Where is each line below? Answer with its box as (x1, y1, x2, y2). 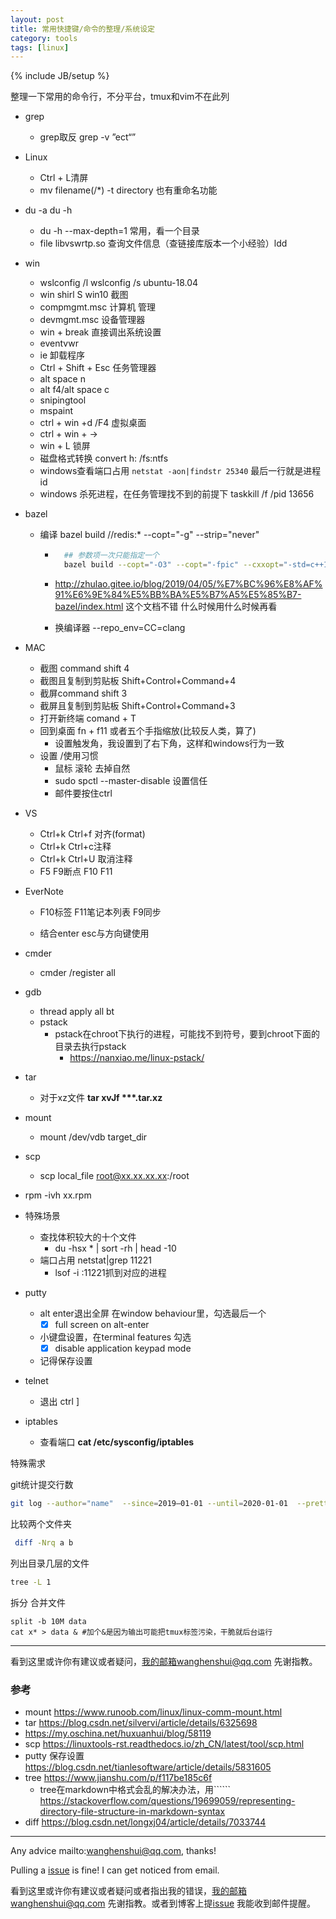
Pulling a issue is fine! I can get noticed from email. (10, 1864, 220, 1876)
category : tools (10, 33, 78, 43)
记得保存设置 (39, 1355, 93, 1367)
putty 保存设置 (24, 1750, 85, 1762)
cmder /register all (39, 967, 116, 978)
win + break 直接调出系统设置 (39, 326, 162, 338)
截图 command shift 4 (39, 662, 130, 674)
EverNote (24, 886, 65, 897)
